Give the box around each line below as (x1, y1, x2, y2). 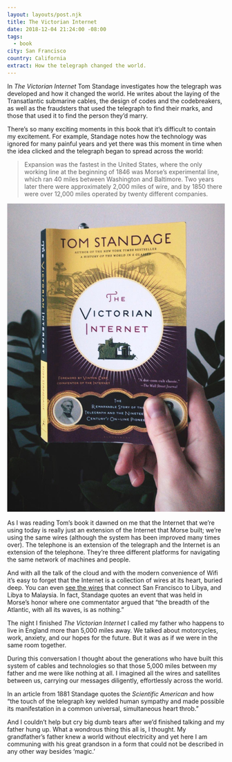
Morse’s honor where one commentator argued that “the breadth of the (7, 598, 210, 606)
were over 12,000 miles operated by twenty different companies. (23, 189, 209, 198)
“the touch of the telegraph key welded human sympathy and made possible (7, 697, 224, 705)
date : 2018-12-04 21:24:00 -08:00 (7, 26, 107, 32)
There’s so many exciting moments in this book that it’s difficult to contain (7, 124, 216, 133)
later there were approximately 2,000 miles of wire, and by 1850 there (23, 182, 222, 190)
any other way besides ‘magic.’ (7, 747, 95, 755)
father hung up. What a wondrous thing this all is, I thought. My (7, 725, 186, 733)
